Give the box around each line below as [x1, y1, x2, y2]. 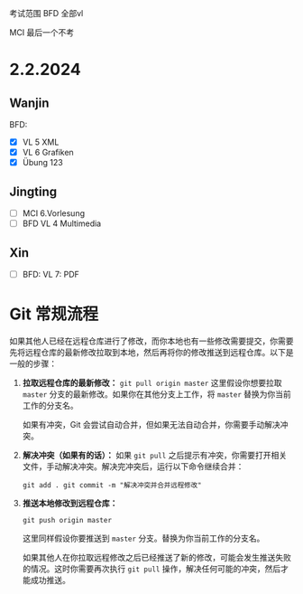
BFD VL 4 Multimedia [22, 218, 102, 229]
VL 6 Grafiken [22, 147, 74, 158]
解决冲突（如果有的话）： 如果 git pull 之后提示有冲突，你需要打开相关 [22, 449, 287, 460]
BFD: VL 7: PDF [22, 269, 79, 279]
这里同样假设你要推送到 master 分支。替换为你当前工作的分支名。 [22, 533, 265, 543]
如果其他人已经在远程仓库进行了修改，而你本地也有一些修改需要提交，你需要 [9, 335, 294, 346]
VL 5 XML [22, 137, 60, 147]
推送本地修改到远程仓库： [22, 497, 118, 508]
